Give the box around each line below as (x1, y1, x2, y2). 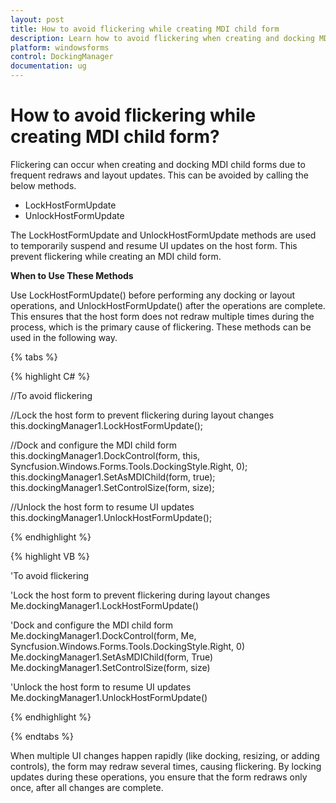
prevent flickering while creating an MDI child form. (10, 250, 222, 262)
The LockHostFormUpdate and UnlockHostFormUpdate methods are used (10, 229, 317, 241)
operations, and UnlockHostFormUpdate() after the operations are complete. (10, 299, 326, 311)
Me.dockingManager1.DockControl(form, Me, (10, 629, 197, 641)
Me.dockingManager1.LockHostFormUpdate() (10, 599, 199, 611)
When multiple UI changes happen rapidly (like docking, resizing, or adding (10, 749, 320, 761)
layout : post (10, 14, 65, 25)
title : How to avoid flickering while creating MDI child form (10, 24, 280, 34)
